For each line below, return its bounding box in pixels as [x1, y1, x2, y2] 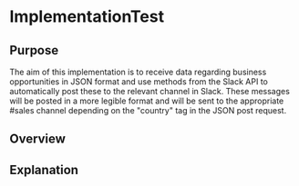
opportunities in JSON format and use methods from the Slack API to [9, 76, 269, 87]
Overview [9, 132, 67, 147]
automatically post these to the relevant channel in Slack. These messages [9, 86, 290, 96]
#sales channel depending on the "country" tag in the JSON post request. [9, 105, 287, 115]
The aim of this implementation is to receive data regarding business [9, 66, 267, 77]
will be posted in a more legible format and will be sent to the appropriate [9, 95, 284, 106]
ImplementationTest [9, 6, 165, 27]
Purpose [9, 43, 59, 58]
